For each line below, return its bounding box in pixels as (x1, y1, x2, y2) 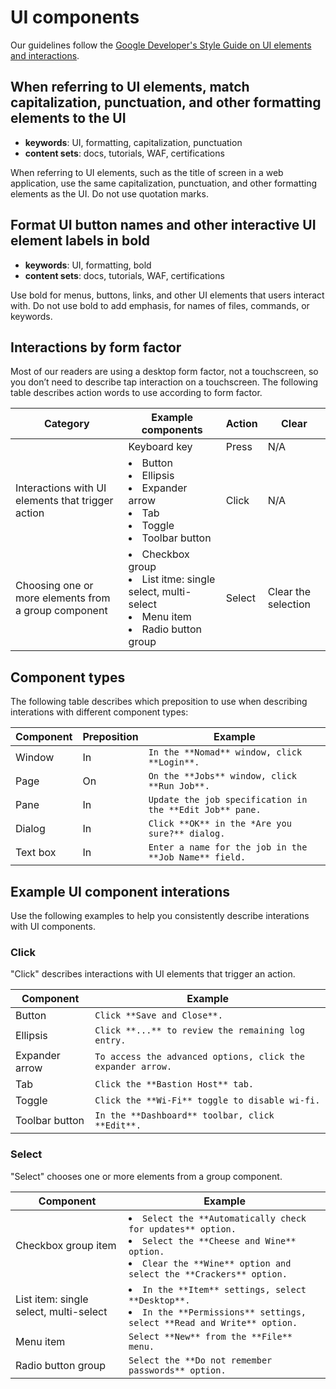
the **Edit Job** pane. (148, 804, 262, 816)
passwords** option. (128, 1364, 227, 1376)
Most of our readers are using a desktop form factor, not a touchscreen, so (10, 366, 319, 378)
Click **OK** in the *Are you (148, 818, 292, 830)
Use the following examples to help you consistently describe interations (10, 910, 310, 921)
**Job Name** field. (148, 852, 247, 863)
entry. (94, 1035, 127, 1046)
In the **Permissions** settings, (142, 1306, 307, 1318)
